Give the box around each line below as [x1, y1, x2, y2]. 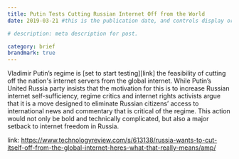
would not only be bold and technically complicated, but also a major [7, 115, 209, 123]
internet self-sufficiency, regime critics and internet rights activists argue [7, 92, 221, 101]
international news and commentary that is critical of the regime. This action [7, 107, 231, 116]
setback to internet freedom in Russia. [7, 122, 119, 130]
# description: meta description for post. [7, 30, 139, 37]
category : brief [7, 43, 55, 50]
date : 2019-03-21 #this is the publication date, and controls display [7, 17, 224, 24]
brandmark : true [7, 49, 55, 57]
